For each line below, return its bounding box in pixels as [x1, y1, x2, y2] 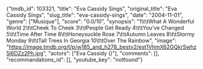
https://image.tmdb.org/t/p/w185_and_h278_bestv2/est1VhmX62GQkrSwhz [8, 43, 197, 50]
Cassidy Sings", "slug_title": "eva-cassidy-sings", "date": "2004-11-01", [6, 11, 184, 19]
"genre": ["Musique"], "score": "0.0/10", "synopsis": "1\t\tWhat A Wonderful [6, 18, 195, 25]
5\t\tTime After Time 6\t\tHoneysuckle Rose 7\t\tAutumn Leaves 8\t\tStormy [6, 31, 195, 38]
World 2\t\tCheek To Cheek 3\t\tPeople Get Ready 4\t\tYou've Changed [6, 24, 184, 31]
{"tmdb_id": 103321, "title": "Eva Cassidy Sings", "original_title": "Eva [6, 5, 178, 12]
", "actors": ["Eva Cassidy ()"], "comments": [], [43, 50, 159, 56]
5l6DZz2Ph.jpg [6, 50, 44, 56]
